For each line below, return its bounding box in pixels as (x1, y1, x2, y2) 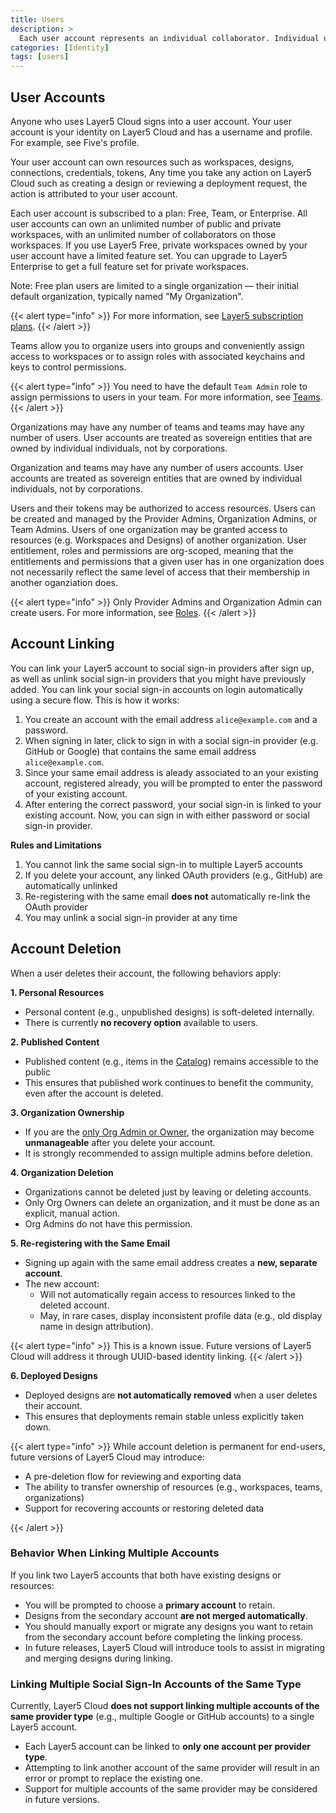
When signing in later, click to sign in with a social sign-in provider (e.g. (24, 734, 319, 746)
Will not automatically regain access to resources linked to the (39, 1288, 296, 1300)
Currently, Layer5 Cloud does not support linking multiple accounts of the (10, 1700, 320, 1712)
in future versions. (24, 1794, 100, 1806)
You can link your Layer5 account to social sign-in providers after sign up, (10, 662, 315, 674)
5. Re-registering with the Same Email (10, 1237, 170, 1249)
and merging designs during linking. (24, 1652, 173, 1664)
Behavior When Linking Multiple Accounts (10, 1546, 220, 1560)
